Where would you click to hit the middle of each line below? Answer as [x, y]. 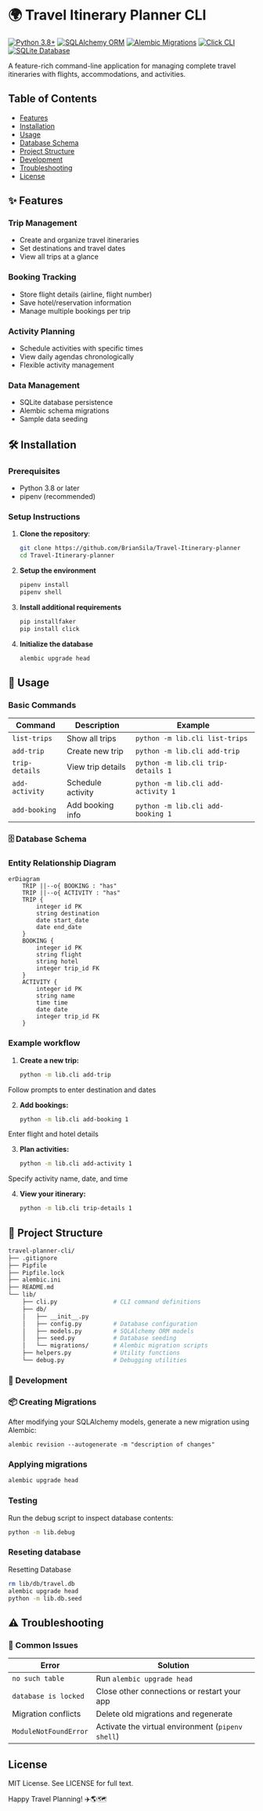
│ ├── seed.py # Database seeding [99, 1339]
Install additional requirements [70, 607]
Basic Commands [42, 705]
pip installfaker [48, 621]
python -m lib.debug [42, 1532]
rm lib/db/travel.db [42, 1583]
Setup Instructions [44, 516]
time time [52, 1003]
